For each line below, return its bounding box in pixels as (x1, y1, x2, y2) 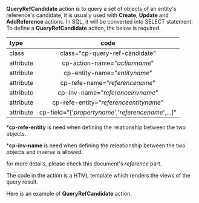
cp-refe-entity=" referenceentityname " (52, 98, 165, 107)
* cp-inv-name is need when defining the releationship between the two (6, 142, 186, 149)
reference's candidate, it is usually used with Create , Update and (6, 12, 169, 19)
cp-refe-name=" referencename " (60, 79, 156, 87)
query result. (6, 178, 38, 185)
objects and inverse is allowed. (6, 148, 83, 155)
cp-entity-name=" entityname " (63, 69, 152, 77)
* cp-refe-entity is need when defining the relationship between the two (6, 124, 186, 131)
